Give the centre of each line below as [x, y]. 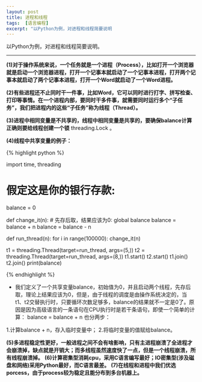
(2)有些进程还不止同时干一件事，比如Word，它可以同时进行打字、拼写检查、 [101, 93]
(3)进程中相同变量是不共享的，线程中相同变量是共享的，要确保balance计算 [99, 120]
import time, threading [34, 165]
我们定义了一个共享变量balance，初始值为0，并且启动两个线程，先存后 [103, 287]
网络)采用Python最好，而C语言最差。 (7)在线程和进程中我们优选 [96, 365]
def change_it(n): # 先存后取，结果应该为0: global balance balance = [91, 220]
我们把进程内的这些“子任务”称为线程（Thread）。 [80, 108]
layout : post [23, 12]
